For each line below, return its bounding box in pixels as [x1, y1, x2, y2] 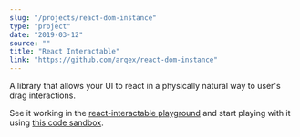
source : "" [9, 38, 51, 48]
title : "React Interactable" [9, 47, 120, 56]
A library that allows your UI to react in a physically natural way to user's [9, 81, 281, 91]
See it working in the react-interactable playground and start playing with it [9, 108, 291, 118]
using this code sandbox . [9, 117, 104, 128]
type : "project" [9, 22, 71, 31]
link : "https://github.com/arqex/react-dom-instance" [9, 55, 219, 64]
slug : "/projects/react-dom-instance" [9, 13, 157, 23]
